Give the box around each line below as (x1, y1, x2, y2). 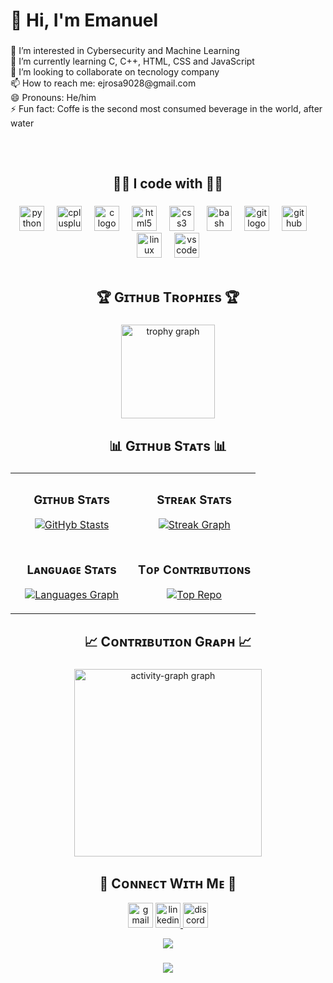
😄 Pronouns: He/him (10, 92, 97, 104)
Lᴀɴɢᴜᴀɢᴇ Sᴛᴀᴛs (26, 562, 117, 578)
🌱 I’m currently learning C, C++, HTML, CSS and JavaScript (10, 55, 255, 68)
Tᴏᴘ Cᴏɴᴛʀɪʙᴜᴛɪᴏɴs (138, 562, 252, 578)
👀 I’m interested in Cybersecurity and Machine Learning (10, 45, 240, 57)
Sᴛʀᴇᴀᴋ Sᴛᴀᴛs (156, 492, 232, 508)
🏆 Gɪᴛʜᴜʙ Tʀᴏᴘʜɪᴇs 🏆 (96, 289, 240, 306)
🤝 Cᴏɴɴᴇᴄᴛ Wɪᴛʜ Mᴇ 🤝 (99, 875, 237, 892)
